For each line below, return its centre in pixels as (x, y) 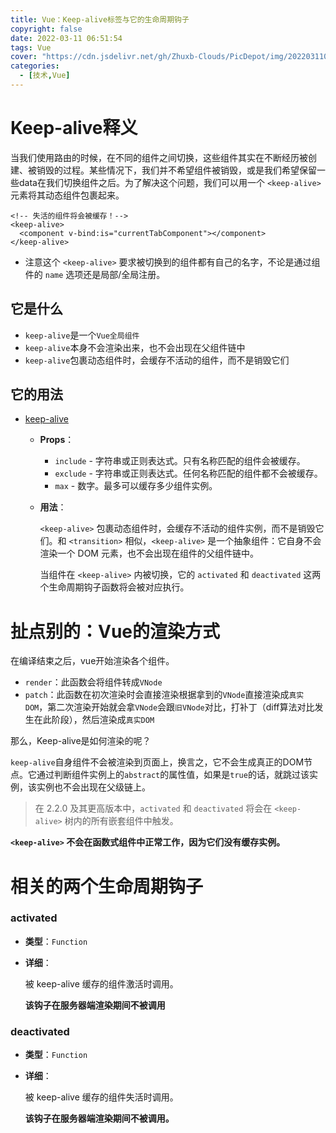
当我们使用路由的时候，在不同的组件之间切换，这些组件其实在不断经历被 (159, 157)
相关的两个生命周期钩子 (107, 886)
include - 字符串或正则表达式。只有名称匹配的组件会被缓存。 (180, 461)
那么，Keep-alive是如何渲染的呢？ (81, 741)
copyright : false (46, 29)
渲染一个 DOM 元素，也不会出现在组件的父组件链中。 (149, 553)
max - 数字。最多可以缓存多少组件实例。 (136, 486)
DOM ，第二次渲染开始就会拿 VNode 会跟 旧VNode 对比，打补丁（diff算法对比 (169, 707)
